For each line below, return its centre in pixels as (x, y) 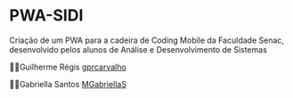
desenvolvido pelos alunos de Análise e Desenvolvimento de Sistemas (138, 49)
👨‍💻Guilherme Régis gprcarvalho (68, 67)
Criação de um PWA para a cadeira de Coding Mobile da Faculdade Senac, (147, 40)
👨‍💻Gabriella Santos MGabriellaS (68, 84)
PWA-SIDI (46, 16)
